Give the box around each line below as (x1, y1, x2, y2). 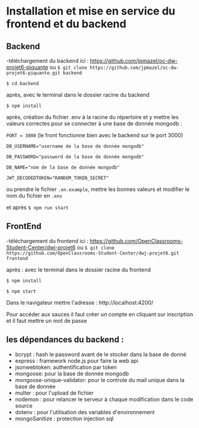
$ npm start (6, 288, 36, 294)
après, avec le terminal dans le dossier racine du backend (6, 91, 150, 98)
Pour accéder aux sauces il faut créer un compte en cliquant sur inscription (6, 310, 194, 318)
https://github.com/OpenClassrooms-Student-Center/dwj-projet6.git (6, 250, 180, 256)
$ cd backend (6, 80, 39, 86)
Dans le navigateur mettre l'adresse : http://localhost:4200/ (6, 299, 154, 306)
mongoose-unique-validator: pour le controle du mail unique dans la (14, 376, 185, 383)
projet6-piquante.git (6, 70, 61, 76)
